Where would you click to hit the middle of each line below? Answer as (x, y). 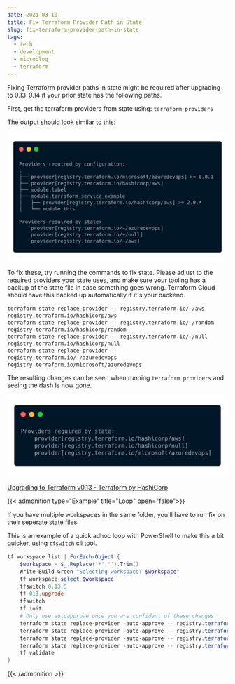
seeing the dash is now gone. (50, 385)
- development (34, 52)
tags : (15, 37)
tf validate (37, 653)
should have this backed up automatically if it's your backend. (97, 295)
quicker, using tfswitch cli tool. (52, 543)
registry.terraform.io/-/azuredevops (62, 358)
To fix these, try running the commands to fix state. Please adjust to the (110, 272)
